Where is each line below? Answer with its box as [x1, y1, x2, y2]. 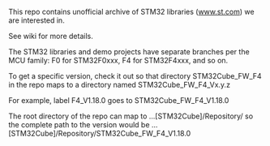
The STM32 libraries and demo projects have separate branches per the [8, 47, 250, 56]
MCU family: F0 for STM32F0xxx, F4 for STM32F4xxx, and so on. [8, 56, 229, 65]
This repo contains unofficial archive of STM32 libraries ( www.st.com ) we [8, 7, 255, 16]
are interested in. [8, 15, 65, 25]
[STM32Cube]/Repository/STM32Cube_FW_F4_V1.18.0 [8, 129, 191, 138]
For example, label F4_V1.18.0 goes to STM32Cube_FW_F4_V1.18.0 [8, 96, 229, 105]
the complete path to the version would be [8, 120, 150, 129]
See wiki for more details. [8, 32, 93, 41]
